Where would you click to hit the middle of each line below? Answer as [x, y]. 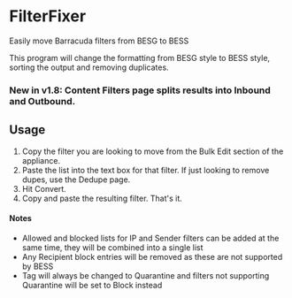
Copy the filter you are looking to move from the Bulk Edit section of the [153, 151]
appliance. [41, 160]
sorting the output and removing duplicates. [89, 67]
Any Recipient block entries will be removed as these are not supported [152, 256]
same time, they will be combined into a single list [112, 247]
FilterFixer [48, 16]
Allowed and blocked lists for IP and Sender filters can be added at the [150, 238]
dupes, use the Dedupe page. [76, 180]
